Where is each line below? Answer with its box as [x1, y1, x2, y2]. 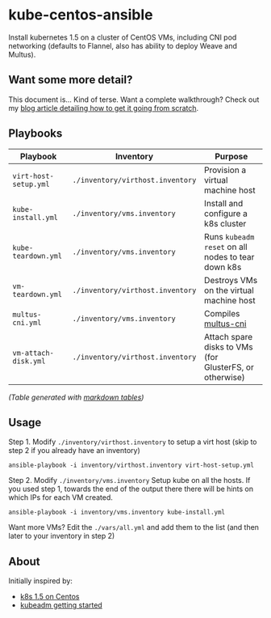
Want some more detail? [8, 73, 133, 87]
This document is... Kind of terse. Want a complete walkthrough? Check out [8, 95, 260, 104]
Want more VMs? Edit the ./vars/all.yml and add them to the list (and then [8, 523, 260, 532]
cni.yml [12, 318, 42, 327]
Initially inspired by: [8, 576, 73, 586]
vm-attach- [12, 348, 54, 358]
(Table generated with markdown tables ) [8, 392, 144, 402]
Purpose [215, 150, 248, 162]
